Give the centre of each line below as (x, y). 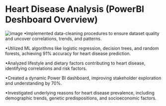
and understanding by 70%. (34, 83)
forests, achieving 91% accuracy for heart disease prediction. (68, 53)
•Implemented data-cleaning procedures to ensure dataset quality (92, 33)
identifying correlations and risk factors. (46, 68)
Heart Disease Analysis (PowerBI (75, 9)
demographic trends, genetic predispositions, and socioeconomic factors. (81, 98)
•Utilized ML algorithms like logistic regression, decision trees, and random (82, 48)
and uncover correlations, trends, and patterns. (53, 39)
